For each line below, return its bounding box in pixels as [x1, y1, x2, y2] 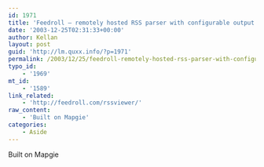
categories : [8, 121, 47, 129]
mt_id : [8, 77, 30, 85]
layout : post [8, 41, 51, 49]
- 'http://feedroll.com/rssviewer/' [22, 99, 143, 107]
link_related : [8, 92, 55, 100]
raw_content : [8, 107, 51, 114]
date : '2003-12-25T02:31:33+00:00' [8, 26, 125, 34]
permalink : [8, 56, 44, 64]
